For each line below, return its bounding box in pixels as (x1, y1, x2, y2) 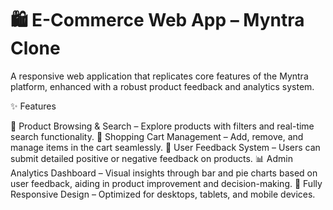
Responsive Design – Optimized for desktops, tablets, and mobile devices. (10, 188, 316, 200)
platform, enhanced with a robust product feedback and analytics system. (10, 80, 315, 92)
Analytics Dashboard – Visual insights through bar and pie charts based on (10, 167, 318, 179)
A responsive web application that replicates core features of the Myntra (10, 70, 309, 82)
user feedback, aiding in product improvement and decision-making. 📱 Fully (10, 177, 323, 189)
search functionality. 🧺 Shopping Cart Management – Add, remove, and (10, 130, 304, 142)
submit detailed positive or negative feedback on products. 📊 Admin (10, 152, 293, 164)
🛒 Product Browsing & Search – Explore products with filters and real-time (10, 120, 315, 132)
